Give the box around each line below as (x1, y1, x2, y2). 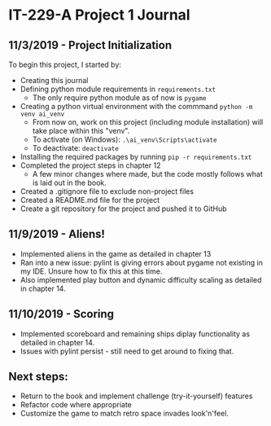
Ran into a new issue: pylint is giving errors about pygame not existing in (20, 257, 263, 267)
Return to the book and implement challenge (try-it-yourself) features (20, 391, 253, 401)
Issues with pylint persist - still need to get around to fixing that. (20, 346, 234, 356)
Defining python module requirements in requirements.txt (20, 84, 216, 94)
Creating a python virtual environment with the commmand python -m (20, 102, 253, 111)
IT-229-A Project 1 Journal (8, 6, 190, 24)
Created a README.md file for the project (20, 195, 160, 204)
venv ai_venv (20, 110, 65, 118)
